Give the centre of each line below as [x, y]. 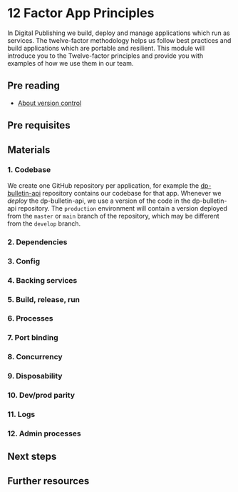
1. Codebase [29, 170]
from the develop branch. [44, 224]
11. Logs [21, 414]
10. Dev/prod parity [41, 396]
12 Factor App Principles [81, 13]
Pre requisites [39, 125]
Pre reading [34, 86]
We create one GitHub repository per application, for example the [103, 185]
